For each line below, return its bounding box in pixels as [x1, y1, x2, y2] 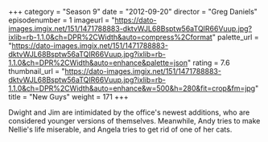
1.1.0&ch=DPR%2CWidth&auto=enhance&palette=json [8, 58, 188, 67]
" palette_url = [212, 32, 259, 42]
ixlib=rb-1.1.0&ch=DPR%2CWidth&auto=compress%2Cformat [8, 32, 213, 42]
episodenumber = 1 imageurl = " [8, 15, 115, 25]
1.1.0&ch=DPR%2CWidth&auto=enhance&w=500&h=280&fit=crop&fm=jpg [8, 83, 256, 93]
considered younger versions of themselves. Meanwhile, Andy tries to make [8, 116, 261, 125]
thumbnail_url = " [8, 67, 66, 75]
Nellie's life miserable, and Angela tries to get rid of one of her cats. [8, 124, 233, 134]
